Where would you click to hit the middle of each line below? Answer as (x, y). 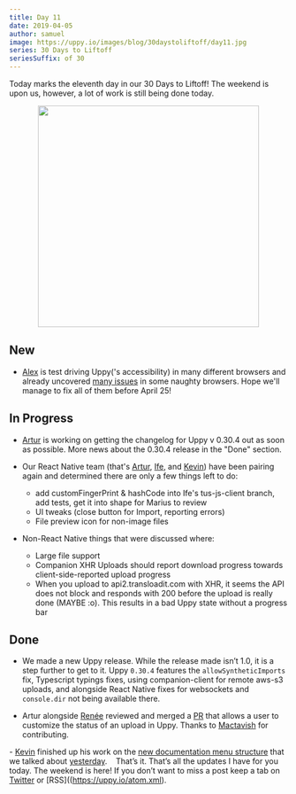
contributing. (45, 735)
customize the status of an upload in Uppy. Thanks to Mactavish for (145, 725)
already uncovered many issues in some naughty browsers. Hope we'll (151, 381)
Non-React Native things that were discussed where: (118, 538)
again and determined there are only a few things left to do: (130, 476)
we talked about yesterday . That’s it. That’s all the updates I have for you (144, 761)
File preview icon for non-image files (102, 521)
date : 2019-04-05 (41, 26)
